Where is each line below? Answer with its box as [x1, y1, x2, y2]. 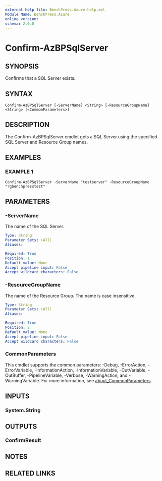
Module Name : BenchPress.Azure [5, 12, 70, 17]
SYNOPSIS [5, 62, 39, 70]
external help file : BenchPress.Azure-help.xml [5, 7, 106, 12]
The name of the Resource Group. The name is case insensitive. [5, 293, 136, 299]
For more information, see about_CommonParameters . [41, 377, 152, 383]
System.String [5, 407, 41, 414]
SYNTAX [5, 90, 33, 98]
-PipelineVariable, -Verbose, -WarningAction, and [27, 372, 128, 378]
